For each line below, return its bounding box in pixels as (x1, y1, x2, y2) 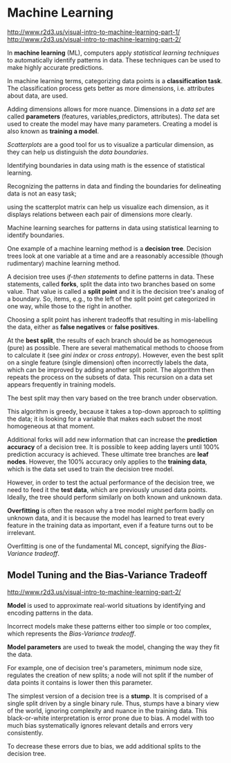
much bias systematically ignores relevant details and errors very (7, 721, 193, 729)
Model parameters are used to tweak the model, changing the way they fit (7, 642, 220, 651)
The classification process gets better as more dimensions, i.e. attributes (7, 84, 215, 92)
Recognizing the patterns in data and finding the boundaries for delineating (7, 182, 221, 190)
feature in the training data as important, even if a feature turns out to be (7, 521, 214, 529)
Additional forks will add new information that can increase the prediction (7, 435, 218, 444)
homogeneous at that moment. (7, 421, 95, 430)
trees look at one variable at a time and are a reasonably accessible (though (7, 252, 223, 260)
